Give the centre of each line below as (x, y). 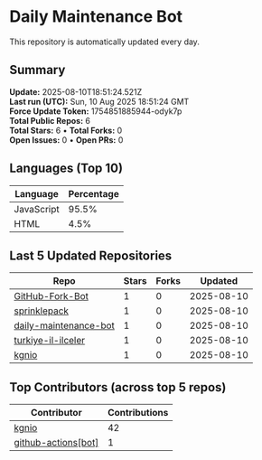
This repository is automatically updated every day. (105, 42)
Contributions (138, 413)
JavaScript (37, 209)
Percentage (94, 193)
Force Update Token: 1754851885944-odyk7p (96, 111)
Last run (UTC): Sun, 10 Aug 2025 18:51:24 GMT (99, 101)
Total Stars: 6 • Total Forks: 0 (66, 130)
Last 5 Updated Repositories (91, 255)
